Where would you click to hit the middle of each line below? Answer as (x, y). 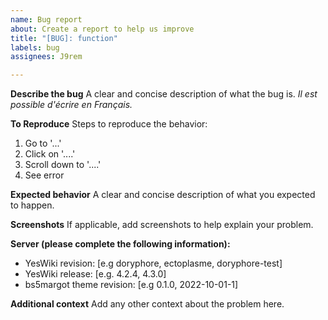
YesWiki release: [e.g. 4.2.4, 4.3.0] (95, 274)
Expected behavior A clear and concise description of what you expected (163, 195)
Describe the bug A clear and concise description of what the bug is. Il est (164, 94)
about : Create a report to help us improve (102, 29)
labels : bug (35, 47)
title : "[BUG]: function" (64, 38)
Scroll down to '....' (63, 165)
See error (44, 175)
